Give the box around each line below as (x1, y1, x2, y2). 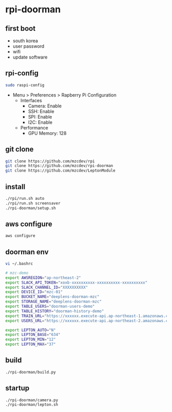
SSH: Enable (28, 108, 55, 114)
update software (12, 54, 48, 60)
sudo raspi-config (5, 82, 45, 88)
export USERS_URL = (5, 318, 45, 323)
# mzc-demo (5, 270, 29, 275)
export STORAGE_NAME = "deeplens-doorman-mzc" (5, 299, 102, 304)
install (5, 182, 26, 191)
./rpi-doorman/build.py (5, 369, 56, 374)
